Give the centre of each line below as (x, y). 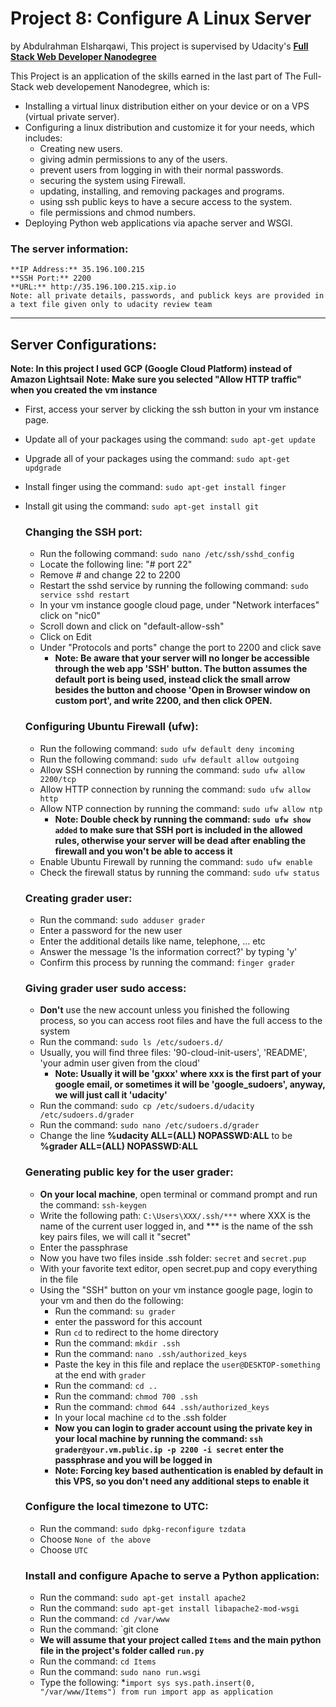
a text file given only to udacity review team (111, 305)
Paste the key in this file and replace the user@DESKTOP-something (187, 1364)
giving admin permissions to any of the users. (133, 159)
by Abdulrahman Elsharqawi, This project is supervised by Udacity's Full (159, 46)
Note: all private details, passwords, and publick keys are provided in (167, 296)
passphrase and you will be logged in (133, 1459)
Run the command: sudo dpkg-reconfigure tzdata (143, 1528)
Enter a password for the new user (111, 930)
